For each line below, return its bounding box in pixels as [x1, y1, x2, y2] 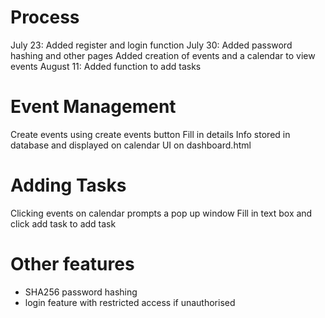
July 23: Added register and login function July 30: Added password [10, 39, 293, 51]
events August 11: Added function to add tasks [10, 60, 202, 72]
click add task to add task [10, 217, 117, 230]
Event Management [10, 96, 177, 118]
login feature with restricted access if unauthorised [24, 296, 236, 308]
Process [10, 6, 80, 29]
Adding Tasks [10, 174, 127, 197]
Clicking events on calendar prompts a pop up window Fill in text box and [10, 207, 313, 219]
